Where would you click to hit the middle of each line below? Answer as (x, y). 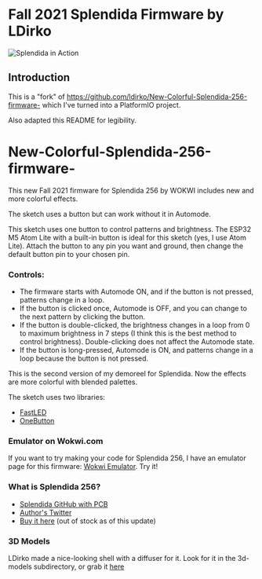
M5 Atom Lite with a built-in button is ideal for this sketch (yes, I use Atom (127, 237)
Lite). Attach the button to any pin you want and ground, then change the (126, 246)
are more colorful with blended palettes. (73, 382)
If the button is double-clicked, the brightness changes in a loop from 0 (135, 324)
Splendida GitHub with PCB (64, 504)
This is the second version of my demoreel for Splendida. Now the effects (127, 373)
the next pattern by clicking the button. (82, 317)
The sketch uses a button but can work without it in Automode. (110, 214)
